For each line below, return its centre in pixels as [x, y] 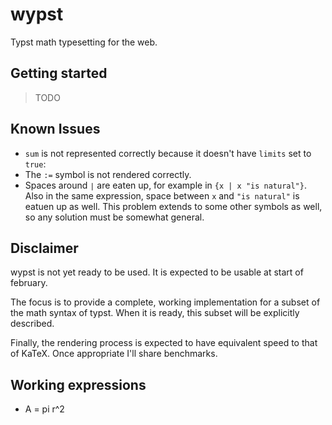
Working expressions [78, 384]
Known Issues [55, 129]
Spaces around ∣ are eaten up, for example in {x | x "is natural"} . [165, 185]
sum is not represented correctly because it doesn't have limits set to [168, 153]
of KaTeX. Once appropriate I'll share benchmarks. [114, 354]
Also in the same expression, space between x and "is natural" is [162, 195]
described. [32, 324]
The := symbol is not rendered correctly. [108, 174]
